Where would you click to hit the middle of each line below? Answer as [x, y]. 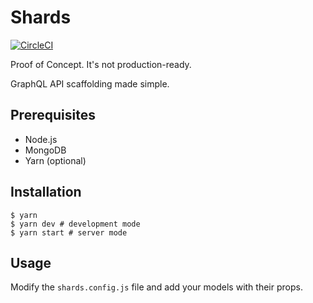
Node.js [41, 139]
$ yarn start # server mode [69, 232]
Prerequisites [53, 115]
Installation [46, 192]
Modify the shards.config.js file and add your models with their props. [156, 287]
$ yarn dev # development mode [75, 224]
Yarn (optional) [55, 160]
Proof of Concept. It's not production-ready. [101, 64]
